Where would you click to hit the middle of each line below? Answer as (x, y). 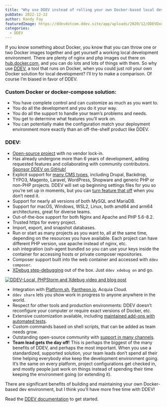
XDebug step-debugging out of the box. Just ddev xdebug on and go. (83, 270)
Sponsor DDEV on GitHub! (39, 169)
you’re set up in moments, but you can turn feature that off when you (83, 190)
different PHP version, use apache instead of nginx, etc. (70, 243)
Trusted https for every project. (44, 222)
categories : (17, 28)
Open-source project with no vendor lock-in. (58, 153)
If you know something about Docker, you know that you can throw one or (81, 47)
